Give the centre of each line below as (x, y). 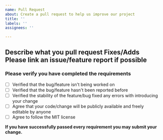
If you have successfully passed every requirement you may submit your (81, 127)
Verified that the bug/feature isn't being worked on (64, 84)
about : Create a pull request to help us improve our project (70, 14)
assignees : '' (20, 28)
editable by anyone (31, 112)
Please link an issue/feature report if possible (76, 60)
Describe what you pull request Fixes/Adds (72, 52)
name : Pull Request (25, 10)
